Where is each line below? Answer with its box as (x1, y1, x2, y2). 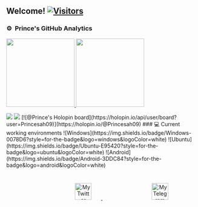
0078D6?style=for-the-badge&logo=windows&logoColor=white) (6, 135, 167, 143)
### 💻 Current (142, 120, 180, 127)
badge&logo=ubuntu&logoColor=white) (6, 148, 105, 155)
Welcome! (6, 6, 45, 16)
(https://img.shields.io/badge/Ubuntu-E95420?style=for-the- (6, 142, 159, 149)
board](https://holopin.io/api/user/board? (74, 114, 177, 121)
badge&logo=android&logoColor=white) (6, 161, 106, 169)
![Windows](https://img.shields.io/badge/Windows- (63, 129, 192, 137)
